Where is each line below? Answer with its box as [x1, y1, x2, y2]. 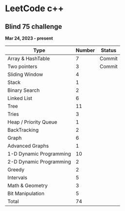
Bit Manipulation [7, 190, 45, 197]
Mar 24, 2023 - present [5, 35, 54, 41]
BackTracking [7, 127, 39, 133]
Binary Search [7, 87, 40, 93]
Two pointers [7, 63, 37, 70]
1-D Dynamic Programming [7, 150, 71, 157]
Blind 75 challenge [5, 22, 62, 31]
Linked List [7, 95, 33, 102]
